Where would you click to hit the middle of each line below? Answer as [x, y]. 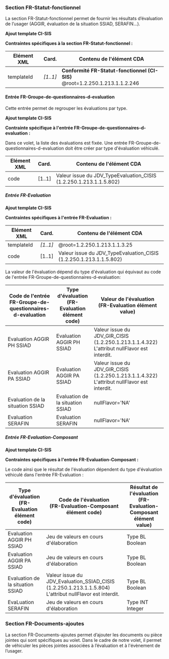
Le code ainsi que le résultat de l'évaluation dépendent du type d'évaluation [84, 469]
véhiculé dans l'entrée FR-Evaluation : [45, 475]
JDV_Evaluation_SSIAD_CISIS [80, 581]
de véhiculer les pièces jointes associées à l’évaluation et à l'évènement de [83, 645]
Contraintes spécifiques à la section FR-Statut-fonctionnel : [69, 43]
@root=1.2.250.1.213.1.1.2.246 [100, 83]
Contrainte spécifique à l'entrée [39, 128]
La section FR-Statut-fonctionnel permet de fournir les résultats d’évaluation [84, 19]
